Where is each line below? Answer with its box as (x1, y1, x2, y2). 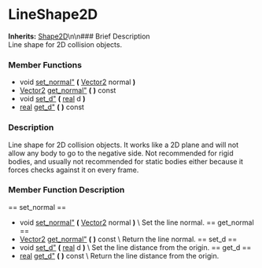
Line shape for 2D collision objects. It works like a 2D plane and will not (8, 140, 238, 149)
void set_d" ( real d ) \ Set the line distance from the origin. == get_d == (19, 242, 252, 252)
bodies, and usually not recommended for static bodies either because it (8, 156, 244, 166)
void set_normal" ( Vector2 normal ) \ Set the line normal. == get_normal (19, 218, 254, 227)
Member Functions (8, 59, 83, 70)
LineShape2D (8, 6, 98, 24)
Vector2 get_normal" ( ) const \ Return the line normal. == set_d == (19, 234, 238, 244)
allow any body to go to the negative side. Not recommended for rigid (8, 148, 234, 158)
